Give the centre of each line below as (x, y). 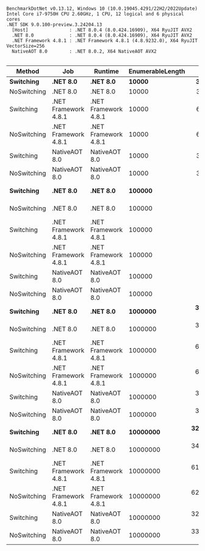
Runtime (106, 71)
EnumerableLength (157, 71)
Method (28, 71)
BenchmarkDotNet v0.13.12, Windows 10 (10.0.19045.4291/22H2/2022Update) (102, 9)
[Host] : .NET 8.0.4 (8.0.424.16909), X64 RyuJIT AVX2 (102, 30)
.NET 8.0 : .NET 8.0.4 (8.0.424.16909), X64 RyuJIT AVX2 (102, 35)
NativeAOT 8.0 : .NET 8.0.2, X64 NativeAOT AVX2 (84, 51)
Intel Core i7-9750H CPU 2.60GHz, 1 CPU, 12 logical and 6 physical (95, 14)
